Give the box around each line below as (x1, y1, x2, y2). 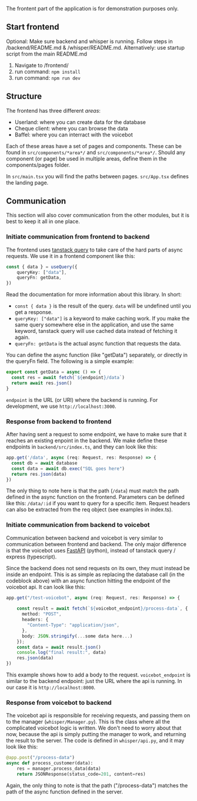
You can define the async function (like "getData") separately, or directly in (6, 351, 188, 359)
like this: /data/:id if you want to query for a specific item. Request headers (6, 500, 191, 507)
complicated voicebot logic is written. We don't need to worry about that (6, 724, 182, 731)
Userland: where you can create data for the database (14, 118, 146, 126)
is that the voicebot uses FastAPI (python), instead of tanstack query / (6, 547, 176, 554)
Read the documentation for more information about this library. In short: (6, 291, 182, 298)
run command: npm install (14, 68, 81, 75)
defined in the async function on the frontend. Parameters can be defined (6, 493, 185, 501)
